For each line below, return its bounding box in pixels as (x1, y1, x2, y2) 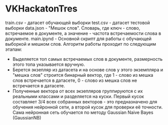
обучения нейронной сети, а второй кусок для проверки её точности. (12, 104, 163, 110)
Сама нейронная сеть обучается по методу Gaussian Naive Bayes (12, 109, 154, 115)
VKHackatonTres (5, 3, 78, 15)
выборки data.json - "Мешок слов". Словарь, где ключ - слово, (5, 25, 140, 31)
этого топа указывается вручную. (12, 61, 85, 67)
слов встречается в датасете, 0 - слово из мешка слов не (12, 77, 137, 83)
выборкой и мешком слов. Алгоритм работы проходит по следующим (5, 41, 156, 47)
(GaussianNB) (12, 114, 42, 120)
